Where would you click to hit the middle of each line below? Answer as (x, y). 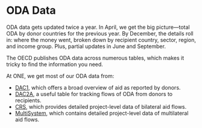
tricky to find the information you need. (55, 64)
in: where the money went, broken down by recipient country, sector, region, (101, 40)
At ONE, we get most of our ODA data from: (60, 76)
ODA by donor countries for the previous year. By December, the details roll (100, 33)
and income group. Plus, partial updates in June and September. (86, 46)
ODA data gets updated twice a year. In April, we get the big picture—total (98, 27)
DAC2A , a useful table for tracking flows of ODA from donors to (94, 94)
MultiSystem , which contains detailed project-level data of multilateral (102, 113)
